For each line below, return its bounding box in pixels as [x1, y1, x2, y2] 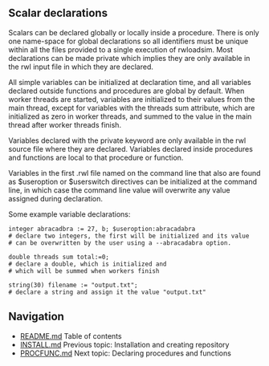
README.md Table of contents [19, 331, 122, 340]
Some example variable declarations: [8, 209, 131, 219]
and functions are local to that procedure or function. [8, 152, 184, 162]
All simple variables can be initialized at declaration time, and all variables [8, 77, 251, 87]
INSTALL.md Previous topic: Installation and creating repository [19, 340, 230, 349]
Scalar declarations [8, 6, 108, 20]
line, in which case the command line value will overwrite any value [8, 185, 230, 195]
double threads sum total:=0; [8, 253, 110, 261]
